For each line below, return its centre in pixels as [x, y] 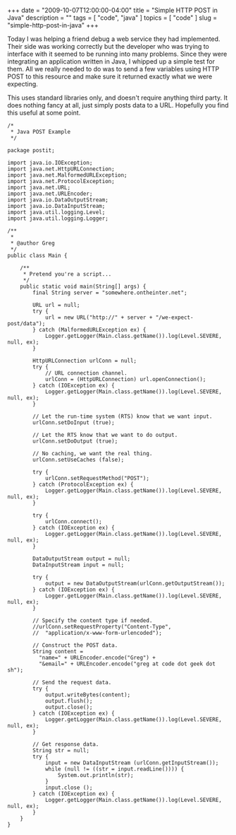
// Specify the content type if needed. [93, 621]
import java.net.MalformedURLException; [68, 175]
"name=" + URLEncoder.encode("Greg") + [97, 658]
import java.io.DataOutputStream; [58, 200]
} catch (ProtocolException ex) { [83, 484]
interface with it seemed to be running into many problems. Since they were [117, 54]
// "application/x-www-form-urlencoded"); [97, 633]
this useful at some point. [44, 113]
